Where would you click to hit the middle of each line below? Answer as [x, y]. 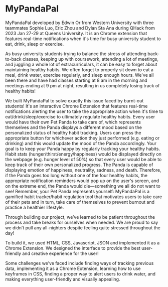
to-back [13, 59]
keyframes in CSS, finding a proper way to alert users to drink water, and [80, 273]
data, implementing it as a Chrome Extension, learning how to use [73, 268]
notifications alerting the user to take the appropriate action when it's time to [84, 111]
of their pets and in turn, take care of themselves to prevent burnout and [80, 202]
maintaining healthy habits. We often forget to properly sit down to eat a [79, 69]
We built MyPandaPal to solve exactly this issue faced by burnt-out [74, 100]
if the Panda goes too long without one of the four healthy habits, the [76, 175]
